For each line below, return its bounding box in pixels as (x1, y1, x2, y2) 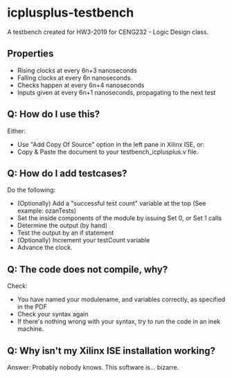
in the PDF (17, 303, 47, 311)
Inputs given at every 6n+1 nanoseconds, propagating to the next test (17, 88, 216, 96)
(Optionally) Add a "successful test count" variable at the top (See (17, 199, 206, 208)
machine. (17, 325, 44, 333)
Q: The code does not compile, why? (7, 263, 168, 275)
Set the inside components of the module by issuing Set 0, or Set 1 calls (17, 214, 222, 222)
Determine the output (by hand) (17, 222, 108, 230)
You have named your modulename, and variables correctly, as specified (17, 296, 226, 304)
